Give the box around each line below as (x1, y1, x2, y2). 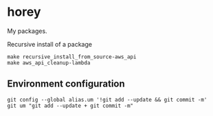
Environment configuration (7, 78, 125, 90)
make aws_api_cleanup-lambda (7, 59, 91, 66)
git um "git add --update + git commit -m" (7, 102, 134, 109)
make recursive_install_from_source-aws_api (7, 53, 137, 60)
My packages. (7, 27, 47, 35)
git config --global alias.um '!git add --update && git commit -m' (7, 96, 208, 103)
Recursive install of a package (7, 40, 93, 48)
